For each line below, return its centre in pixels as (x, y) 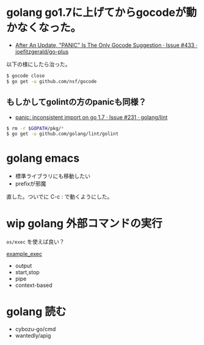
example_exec (24, 254)
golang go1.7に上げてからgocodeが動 (102, 13)
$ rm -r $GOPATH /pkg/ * (35, 128)
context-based (34, 285)
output (24, 266)
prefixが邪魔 (31, 184)
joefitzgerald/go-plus (42, 51)
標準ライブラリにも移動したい (53, 176)
